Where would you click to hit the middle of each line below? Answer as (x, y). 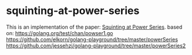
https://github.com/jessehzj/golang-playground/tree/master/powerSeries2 (96, 46)
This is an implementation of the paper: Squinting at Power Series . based (94, 27)
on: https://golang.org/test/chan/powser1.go (60, 33)
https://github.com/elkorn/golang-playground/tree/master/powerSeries (92, 39)
